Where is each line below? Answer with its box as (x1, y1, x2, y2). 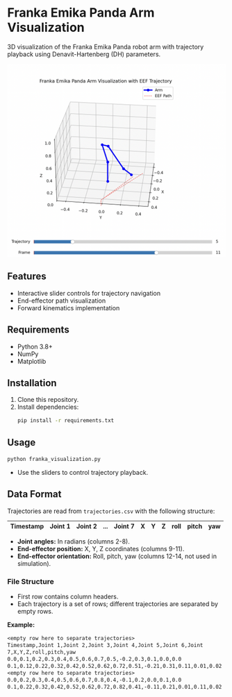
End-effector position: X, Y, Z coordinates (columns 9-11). (17, 544, 185, 553)
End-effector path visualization (17, 296, 106, 305)
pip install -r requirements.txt (17, 417, 115, 424)
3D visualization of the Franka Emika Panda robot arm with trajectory (7, 42, 204, 51)
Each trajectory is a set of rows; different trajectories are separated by (17, 599, 219, 608)
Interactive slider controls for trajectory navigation (17, 289, 161, 297)
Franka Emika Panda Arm (7, 5, 155, 21)
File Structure (7, 576, 54, 586)
